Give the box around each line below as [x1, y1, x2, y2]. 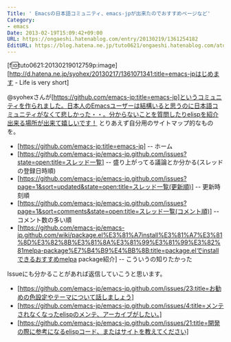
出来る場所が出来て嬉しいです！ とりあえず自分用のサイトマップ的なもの [7, 119, 214, 127]
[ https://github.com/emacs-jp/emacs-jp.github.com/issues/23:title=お [16, 284, 216, 292]
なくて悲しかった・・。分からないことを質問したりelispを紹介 [43, 110, 219, 118]
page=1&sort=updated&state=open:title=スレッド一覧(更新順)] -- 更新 [16, 183, 215, 190]
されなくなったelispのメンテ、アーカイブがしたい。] [16, 310, 162, 318]
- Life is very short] [14, 79, 69, 86]
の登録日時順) [16, 167, 56, 174]
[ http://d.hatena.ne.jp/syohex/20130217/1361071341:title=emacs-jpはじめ [7, 70, 214, 78]
